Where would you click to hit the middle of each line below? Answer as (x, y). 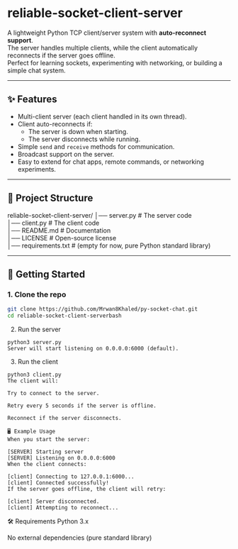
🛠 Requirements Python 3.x (48, 521)
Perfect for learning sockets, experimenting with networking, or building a (115, 62)
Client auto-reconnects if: (55, 124)
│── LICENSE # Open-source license (62, 238)
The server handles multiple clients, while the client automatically (103, 48)
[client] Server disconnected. (53, 501)
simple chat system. (36, 70)
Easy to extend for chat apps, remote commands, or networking (110, 162)
